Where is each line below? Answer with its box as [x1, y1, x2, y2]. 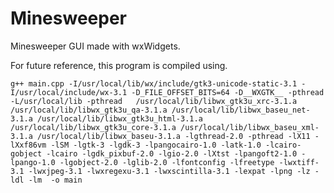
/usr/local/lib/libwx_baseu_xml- [180, 122, 320, 132]
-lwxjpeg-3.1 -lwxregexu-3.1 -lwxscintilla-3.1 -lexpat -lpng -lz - [28, 166, 320, 176]
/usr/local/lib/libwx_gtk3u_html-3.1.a [36, 113, 203, 124]
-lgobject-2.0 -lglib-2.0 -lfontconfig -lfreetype [59, 157, 275, 167]
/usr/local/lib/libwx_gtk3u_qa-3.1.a [10, 105, 168, 115]
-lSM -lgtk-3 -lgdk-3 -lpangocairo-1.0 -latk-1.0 [50, 140, 262, 150]
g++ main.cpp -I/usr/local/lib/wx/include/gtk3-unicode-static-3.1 [10, 78, 298, 89]
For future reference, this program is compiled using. [10, 59, 228, 71]
